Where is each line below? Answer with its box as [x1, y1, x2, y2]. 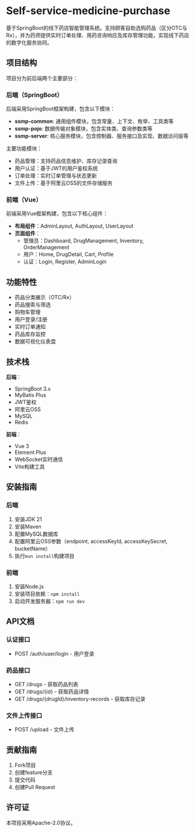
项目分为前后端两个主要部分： [6, 75, 78, 82]
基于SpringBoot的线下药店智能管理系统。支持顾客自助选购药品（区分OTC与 [6, 24, 187, 31]
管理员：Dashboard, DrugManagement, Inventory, [23, 237, 145, 245]
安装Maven [14, 523, 42, 530]
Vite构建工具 [14, 463, 45, 470]
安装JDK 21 [14, 516, 42, 523]
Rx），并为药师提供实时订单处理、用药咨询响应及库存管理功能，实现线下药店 [6, 31, 189, 39]
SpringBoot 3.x [14, 385, 51, 392]
